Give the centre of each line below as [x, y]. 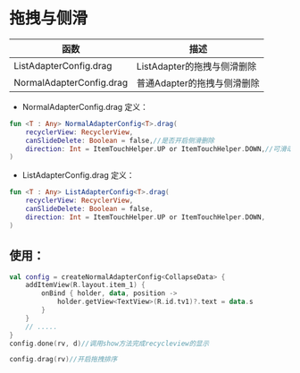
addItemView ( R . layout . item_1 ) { [85, 285]
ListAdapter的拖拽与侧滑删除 [197, 66]
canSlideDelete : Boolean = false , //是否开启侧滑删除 [120, 140]
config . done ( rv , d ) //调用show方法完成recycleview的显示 [109, 343]
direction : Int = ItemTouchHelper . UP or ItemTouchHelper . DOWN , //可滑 [156, 148]
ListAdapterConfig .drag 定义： [78, 175]
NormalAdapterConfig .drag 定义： [85, 106]
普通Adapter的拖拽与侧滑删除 [199, 83]
